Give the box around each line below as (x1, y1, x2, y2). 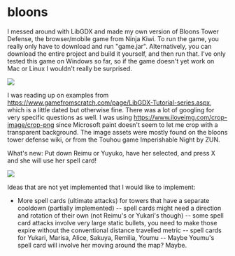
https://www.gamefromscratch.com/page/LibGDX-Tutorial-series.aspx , (7, 98, 212, 107)
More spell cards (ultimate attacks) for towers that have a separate (17, 196, 210, 204)
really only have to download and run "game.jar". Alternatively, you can (7, 42, 212, 50)
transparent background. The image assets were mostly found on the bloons (7, 128, 228, 136)
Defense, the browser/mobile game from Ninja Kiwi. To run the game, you (7, 34, 219, 43)
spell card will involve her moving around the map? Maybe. (17, 241, 187, 249)
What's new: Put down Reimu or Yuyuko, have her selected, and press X (7, 149, 215, 157)
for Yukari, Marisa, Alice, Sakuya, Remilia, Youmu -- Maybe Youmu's (17, 233, 215, 241)
